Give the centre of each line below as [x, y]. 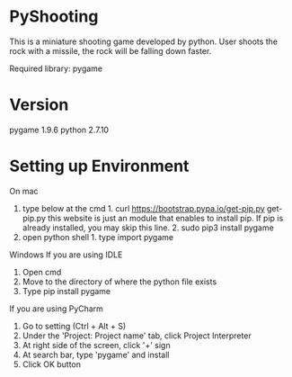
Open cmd [42, 272]
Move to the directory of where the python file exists [119, 282]
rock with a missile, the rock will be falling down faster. [111, 50]
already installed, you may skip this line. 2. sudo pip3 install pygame [148, 228]
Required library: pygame [56, 68]
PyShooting [54, 17]
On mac [24, 191]
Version [39, 105]
